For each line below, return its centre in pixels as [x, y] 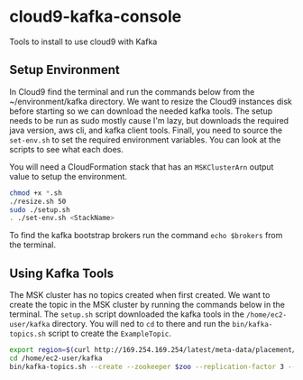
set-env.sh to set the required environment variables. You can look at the [145, 139]
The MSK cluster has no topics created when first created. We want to [140, 295]
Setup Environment [64, 70]
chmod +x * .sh [36, 193]
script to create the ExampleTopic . [110, 334]
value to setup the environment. [69, 176]
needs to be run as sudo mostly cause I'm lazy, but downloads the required [149, 120]
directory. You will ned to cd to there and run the [141, 324]
